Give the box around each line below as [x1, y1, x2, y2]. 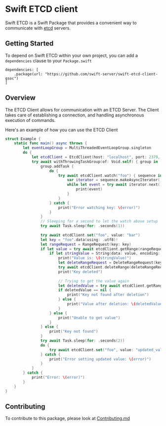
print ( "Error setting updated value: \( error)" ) [49, 356, 152, 361]
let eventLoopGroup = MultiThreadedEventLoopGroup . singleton [23, 146, 152, 151]
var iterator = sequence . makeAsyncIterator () [67, 178, 163, 183]
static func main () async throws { [14, 141, 87, 146]
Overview [5, 94, 36, 102]
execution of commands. [5, 117, 56, 123]
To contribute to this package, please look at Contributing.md [5, 416, 130, 422]
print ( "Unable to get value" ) [58, 315, 121, 320]
